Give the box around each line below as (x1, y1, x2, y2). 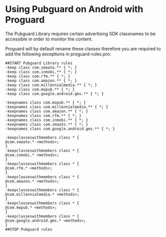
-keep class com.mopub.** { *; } (5, 86, 75, 92)
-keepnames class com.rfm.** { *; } (5, 113, 81, 118)
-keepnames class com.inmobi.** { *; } (5, 117, 88, 122)
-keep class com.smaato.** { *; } (5, 65, 77, 70)
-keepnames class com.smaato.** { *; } (5, 121, 88, 127)
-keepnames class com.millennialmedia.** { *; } (5, 104, 108, 109)
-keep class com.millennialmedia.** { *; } (5, 82, 97, 87)
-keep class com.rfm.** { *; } (5, 73, 70, 78)
